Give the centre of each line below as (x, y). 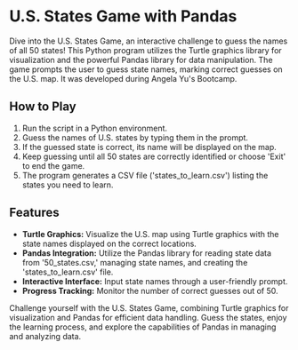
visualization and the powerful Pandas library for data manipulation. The (141, 60)
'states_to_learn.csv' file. (68, 272)
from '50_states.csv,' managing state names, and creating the (135, 262)
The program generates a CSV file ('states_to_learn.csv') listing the (145, 175)
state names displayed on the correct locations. (109, 243)
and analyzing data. (45, 336)
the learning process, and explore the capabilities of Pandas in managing (143, 327)
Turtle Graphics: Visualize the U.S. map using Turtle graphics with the (150, 234)
